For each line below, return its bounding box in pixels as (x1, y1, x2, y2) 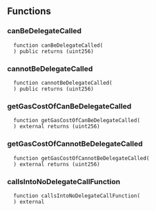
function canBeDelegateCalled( (13, 41, 104, 49)
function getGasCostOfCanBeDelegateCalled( (13, 117, 140, 124)
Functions (7, 6, 52, 17)
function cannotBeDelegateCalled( (13, 79, 113, 86)
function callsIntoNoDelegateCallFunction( (13, 192, 140, 199)
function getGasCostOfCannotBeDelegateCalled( (13, 154, 150, 161)
